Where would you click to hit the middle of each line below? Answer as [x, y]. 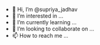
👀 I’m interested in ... [38, 16]
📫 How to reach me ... [40, 36]
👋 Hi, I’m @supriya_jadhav [45, 9]
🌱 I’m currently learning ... [44, 22]
